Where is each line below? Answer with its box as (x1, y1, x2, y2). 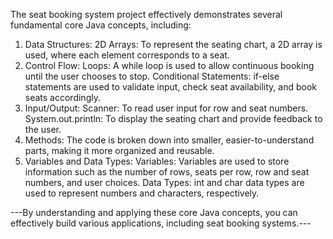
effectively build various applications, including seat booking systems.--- (10, 217, 312, 229)
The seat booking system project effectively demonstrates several (10, 9, 283, 20)
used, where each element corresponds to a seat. (24, 49, 230, 61)
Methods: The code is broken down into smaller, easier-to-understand (24, 134, 315, 146)
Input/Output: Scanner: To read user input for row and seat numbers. (24, 102, 309, 114)
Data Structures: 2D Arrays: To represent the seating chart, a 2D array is (24, 39, 323, 50)
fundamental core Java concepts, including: (10, 19, 192, 31)
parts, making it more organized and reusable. (24, 145, 215, 156)
